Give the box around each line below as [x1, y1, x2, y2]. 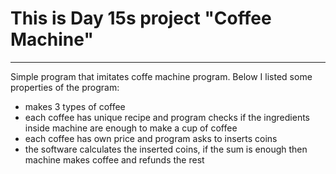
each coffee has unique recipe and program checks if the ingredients [24, 111, 311, 123]
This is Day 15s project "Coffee [10, 7, 272, 30]
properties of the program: [10, 81, 120, 93]
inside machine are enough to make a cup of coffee [24, 122, 238, 134]
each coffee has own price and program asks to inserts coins [24, 132, 278, 144]
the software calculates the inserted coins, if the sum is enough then [24, 143, 308, 155]
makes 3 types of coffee [24, 100, 126, 112]
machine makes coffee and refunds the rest [24, 153, 205, 166]
